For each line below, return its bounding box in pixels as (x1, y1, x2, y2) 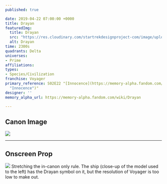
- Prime (5, 58, 21, 63)
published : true (5, 7, 39, 12)
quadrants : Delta (5, 48, 41, 54)
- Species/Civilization (5, 72, 55, 77)
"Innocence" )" (9, 86, 39, 91)
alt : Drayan (9, 39, 35, 45)
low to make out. (5, 174, 39, 180)
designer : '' (5, 90, 32, 95)
